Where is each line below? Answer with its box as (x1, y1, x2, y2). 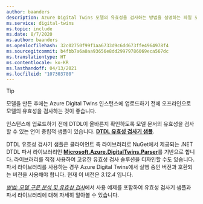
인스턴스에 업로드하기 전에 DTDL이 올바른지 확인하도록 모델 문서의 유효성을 (6, 120, 183, 128)
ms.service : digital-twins (6, 20, 74, 26)
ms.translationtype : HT (6, 54, 66, 60)
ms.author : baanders (6, 37, 59, 43)
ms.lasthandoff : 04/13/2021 (6, 65, 77, 71)
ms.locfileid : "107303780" (6, 71, 74, 77)
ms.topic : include (6, 25, 53, 32)
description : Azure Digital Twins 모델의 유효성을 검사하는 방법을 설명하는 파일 (6, 15, 192, 21)
